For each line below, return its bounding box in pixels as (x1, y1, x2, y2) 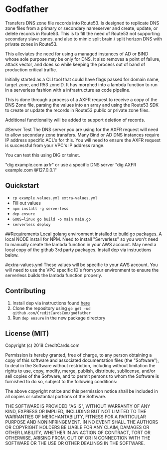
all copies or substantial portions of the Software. (5, 394, 106, 400)
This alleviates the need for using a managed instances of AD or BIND (5, 51, 149, 57)
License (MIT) (5, 329, 49, 337)
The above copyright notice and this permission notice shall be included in (5, 388, 158, 394)
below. (5, 252, 19, 258)
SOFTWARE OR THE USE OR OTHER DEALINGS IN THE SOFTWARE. (5, 440, 145, 447)
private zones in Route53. (5, 41, 58, 47)
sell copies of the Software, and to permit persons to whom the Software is (5, 373, 160, 379)
